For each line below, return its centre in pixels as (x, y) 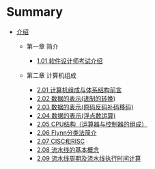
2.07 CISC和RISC (61, 141)
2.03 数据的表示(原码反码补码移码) (85, 107)
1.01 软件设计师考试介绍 (70, 61)
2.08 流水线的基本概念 (68, 149)
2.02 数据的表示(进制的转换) (76, 98)
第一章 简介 (42, 46)
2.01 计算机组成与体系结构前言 (79, 90)
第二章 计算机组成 (51, 75)
